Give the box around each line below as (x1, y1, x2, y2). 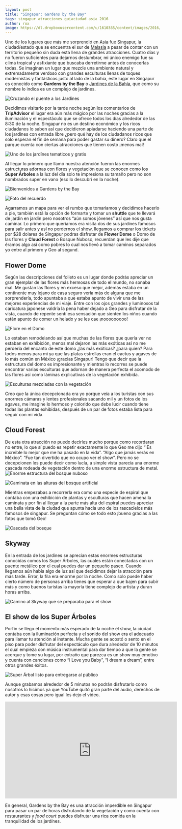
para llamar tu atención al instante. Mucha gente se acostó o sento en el (5, 636, 151, 642)
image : (5, 26, 19, 31)
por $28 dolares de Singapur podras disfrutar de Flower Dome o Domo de (5, 231, 156, 237)
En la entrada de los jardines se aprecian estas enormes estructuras (5, 552, 143, 558)
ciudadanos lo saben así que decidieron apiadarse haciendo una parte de (5, 126, 154, 132)
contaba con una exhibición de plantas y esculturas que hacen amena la (5, 494, 151, 500)
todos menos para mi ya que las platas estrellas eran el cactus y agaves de (5, 350, 157, 357)
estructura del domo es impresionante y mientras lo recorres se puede (5, 361, 148, 367)
